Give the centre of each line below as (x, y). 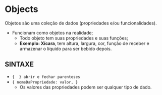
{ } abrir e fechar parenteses (46, 77)
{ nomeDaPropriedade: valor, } (45, 82)
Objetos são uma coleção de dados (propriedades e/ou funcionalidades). (81, 23)
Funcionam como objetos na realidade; (52, 32)
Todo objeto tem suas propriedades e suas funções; (74, 38)
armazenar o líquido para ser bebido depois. (66, 48)
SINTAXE (19, 64)
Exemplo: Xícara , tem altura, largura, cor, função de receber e (84, 43)
